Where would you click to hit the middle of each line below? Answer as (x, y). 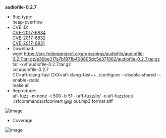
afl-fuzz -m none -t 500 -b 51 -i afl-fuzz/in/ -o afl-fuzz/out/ (73, 96)
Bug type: (22, 17)
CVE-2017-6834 (29, 33)
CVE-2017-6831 (28, 43)
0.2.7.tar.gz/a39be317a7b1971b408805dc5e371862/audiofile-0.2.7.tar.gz (86, 59)
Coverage (22, 120)
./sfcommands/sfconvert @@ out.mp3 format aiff (62, 101)
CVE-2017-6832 (29, 38)
